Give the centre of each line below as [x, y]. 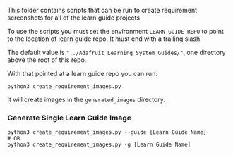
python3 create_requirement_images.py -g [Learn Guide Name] [99, 145]
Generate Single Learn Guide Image [70, 118]
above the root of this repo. [47, 60]
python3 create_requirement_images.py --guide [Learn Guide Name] [107, 132]
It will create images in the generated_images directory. [86, 99]
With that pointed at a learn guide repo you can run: [82, 74]
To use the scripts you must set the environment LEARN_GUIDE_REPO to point [116, 31]
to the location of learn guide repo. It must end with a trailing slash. [105, 39]
